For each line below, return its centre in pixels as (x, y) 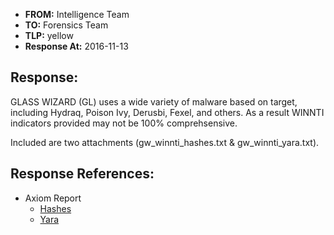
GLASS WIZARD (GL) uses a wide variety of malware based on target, (154, 101)
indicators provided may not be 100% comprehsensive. (124, 123)
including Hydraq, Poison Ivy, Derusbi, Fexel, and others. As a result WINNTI (167, 112)
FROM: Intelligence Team (77, 14)
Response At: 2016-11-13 (76, 46)
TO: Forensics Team (66, 25)
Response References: (82, 174)
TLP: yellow (49, 35)
